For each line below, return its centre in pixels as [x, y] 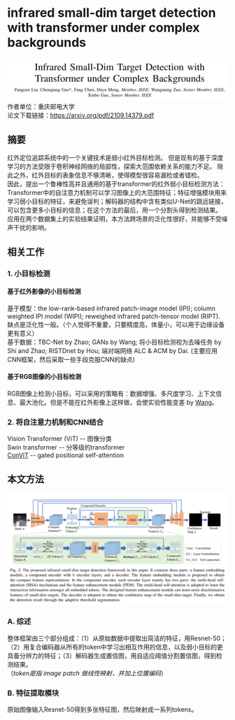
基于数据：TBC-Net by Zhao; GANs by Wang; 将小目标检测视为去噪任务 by [114, 342]
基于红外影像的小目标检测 [44, 291]
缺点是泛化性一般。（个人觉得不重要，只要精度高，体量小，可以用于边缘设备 [116, 324]
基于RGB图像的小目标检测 [44, 377]
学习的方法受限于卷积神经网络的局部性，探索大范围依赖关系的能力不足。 [111, 166]
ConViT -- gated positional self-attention [66, 455]
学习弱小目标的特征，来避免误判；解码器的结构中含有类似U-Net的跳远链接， [117, 201]
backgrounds [47, 43]
